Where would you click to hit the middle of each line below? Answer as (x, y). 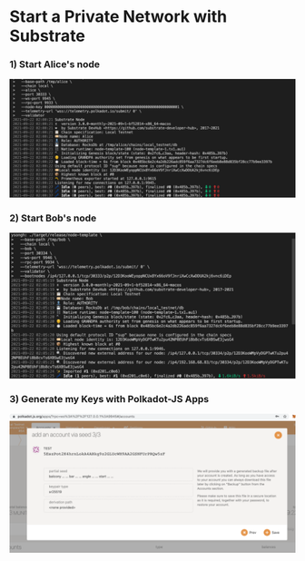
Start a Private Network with (118, 17)
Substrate (48, 36)
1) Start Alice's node (55, 64)
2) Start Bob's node (53, 218)
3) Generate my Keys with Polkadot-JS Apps (109, 399)
